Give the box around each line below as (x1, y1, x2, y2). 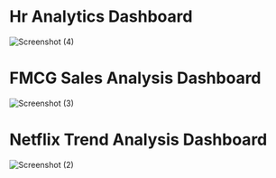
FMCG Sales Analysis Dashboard (9, 68, 262, 89)
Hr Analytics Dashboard (9, 6, 193, 27)
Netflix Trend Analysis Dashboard (9, 129, 268, 150)
